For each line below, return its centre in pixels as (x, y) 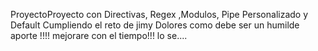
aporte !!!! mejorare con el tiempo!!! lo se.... (99, 35)
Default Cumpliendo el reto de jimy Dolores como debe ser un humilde (155, 25)
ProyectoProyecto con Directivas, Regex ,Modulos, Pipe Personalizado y (159, 14)
